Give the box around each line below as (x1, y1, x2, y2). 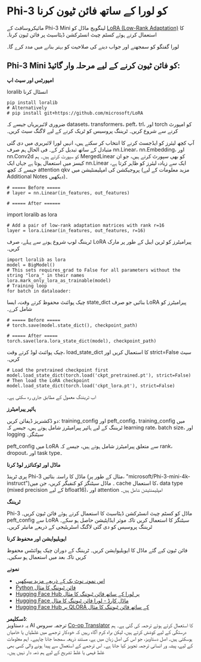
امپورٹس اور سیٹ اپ (7, 76, 54, 84)
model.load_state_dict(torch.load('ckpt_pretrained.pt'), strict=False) (7, 372, 191, 378)
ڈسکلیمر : (7, 615, 27, 622)
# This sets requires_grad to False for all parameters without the (7, 267, 181, 273)
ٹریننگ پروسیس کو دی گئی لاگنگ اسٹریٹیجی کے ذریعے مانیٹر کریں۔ (7, 523, 153, 530)
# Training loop (7, 282, 47, 289)
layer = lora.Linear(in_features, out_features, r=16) (7, 227, 146, 233)
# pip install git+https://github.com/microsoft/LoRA (7, 110, 144, 116)
